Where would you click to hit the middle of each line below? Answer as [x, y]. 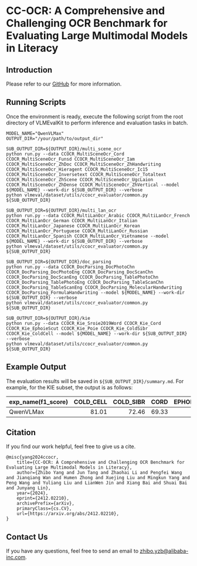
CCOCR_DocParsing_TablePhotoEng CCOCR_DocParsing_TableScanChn [85, 282]
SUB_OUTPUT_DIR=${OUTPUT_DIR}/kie [48, 318]
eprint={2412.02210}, [43, 499]
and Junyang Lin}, [28, 488]
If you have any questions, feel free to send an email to [72, 551]
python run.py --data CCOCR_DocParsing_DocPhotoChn [70, 267]
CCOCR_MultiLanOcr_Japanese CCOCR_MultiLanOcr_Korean [73, 226]
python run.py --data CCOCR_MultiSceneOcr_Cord [65, 154]
